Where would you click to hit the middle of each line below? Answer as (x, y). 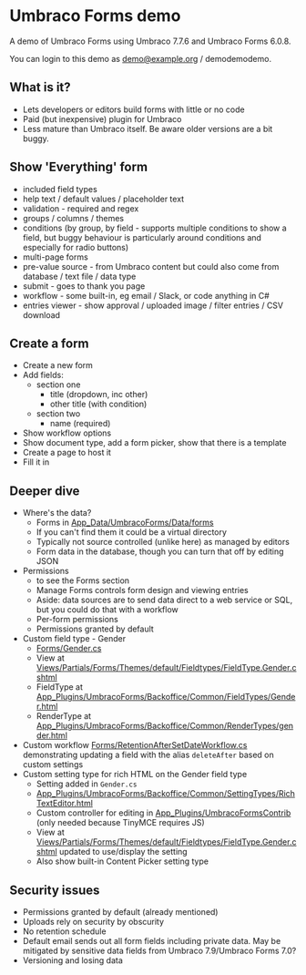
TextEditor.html (65, 804)
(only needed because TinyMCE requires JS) (120, 823)
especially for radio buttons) (76, 247)
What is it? (40, 87)
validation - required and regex (81, 208)
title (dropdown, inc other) (99, 395)
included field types (60, 189)
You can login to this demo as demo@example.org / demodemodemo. (140, 58)
